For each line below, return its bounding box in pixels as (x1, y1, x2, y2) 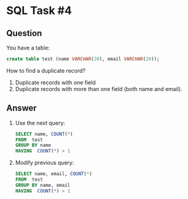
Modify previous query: (15, 159, 74, 167)
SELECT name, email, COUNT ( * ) (15, 171, 93, 177)
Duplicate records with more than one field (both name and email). (15, 85, 183, 92)
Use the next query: (15, 119, 65, 126)
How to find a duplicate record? (6, 67, 85, 74)
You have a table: (6, 44, 50, 51)
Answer (6, 103, 37, 114)
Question (6, 28, 42, 38)
